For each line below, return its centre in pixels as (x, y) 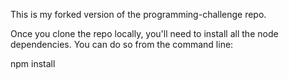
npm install (33, 63)
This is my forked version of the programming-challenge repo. (138, 14)
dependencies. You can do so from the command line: (122, 44)
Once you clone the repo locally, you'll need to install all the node (144, 33)
